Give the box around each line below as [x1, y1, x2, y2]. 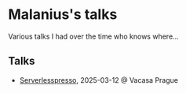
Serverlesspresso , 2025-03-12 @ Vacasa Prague [19, 75, 179, 84]
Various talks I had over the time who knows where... [8, 32, 179, 41]
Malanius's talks [8, 6, 118, 24]
